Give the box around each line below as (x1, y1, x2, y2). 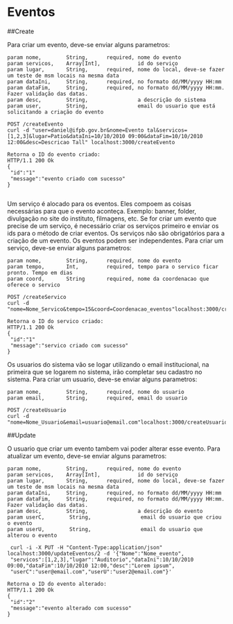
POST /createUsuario (7, 406, 67, 413)
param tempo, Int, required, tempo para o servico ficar (7, 263, 218, 270)
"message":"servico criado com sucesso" (10, 342, 129, 349)
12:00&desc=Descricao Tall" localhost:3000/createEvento (7, 139, 175, 146)
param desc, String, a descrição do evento (7, 508, 203, 514)
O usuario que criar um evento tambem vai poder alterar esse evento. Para (7, 444, 221, 453)
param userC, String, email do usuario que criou (7, 514, 222, 521)
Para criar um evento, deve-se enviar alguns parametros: (7, 40, 170, 49)
